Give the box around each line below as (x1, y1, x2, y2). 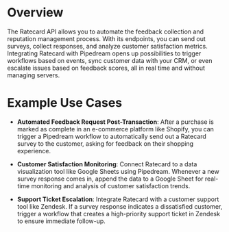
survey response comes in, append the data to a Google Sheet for (16, 175, 204, 183)
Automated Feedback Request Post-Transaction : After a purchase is (16, 118, 214, 126)
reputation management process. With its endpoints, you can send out (7, 34, 206, 42)
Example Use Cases (7, 95, 123, 111)
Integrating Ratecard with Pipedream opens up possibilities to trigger (7, 49, 202, 57)
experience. (16, 146, 51, 155)
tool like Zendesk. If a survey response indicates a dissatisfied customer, (16, 202, 223, 210)
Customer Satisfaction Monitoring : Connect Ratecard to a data (16, 159, 197, 168)
